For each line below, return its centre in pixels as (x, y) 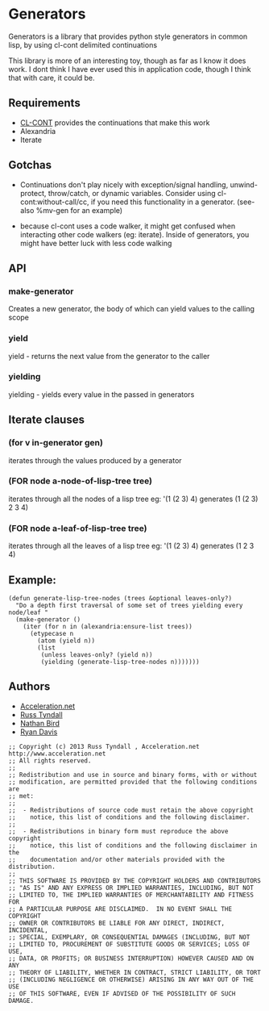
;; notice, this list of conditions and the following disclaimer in (133, 845)
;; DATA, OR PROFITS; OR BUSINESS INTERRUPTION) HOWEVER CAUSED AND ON (131, 958)
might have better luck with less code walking (96, 243)
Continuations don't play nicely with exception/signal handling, (124, 184)
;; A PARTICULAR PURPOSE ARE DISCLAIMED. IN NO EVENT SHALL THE (120, 909)
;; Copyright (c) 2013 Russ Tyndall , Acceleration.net (104, 746)
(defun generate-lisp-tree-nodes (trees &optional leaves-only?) (120, 598)
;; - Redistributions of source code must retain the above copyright (131, 810)
